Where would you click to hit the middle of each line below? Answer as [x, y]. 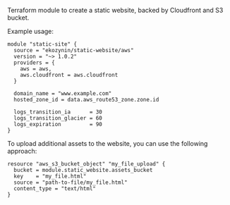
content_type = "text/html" [55, 189]
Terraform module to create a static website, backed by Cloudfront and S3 [115, 10]
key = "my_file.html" [50, 176]
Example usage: [31, 31]
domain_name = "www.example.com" [63, 94]
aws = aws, [36, 69]
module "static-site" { [42, 44]
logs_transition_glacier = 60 [58, 118]
